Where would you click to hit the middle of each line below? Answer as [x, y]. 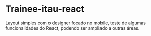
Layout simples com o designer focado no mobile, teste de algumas [76, 23]
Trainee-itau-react [45, 9]
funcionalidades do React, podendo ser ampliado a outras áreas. [72, 28]
